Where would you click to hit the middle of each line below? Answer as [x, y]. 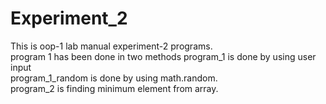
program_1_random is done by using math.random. [114, 78]
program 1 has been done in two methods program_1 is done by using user [163, 56]
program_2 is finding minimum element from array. [114, 88]
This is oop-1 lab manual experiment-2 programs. [111, 46]
